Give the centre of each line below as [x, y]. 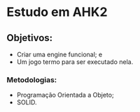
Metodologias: [32, 79]
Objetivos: [30, 38]
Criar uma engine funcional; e [59, 54]
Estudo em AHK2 [57, 12]
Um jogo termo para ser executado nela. [75, 62]
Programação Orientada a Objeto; [65, 95]
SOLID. [27, 102]
